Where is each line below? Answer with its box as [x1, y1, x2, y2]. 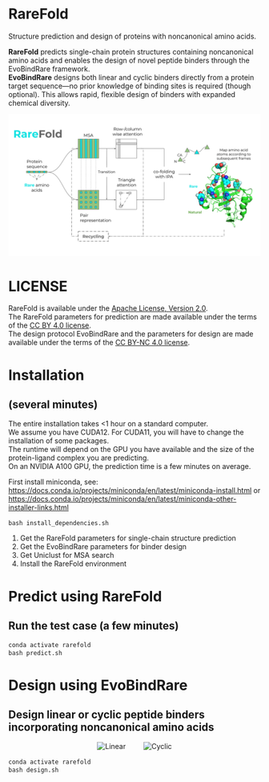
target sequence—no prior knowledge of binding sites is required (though [8, 81, 251, 91]
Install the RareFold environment [19, 559, 126, 568]
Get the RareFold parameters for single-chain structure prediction [19, 533, 236, 543]
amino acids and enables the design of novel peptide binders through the [8, 55, 250, 65]
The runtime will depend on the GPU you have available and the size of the [8, 445, 255, 454]
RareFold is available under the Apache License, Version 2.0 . [8, 303, 208, 313]
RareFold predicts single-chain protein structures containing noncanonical [8, 47, 254, 56]
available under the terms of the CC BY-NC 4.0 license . [8, 338, 191, 348]
